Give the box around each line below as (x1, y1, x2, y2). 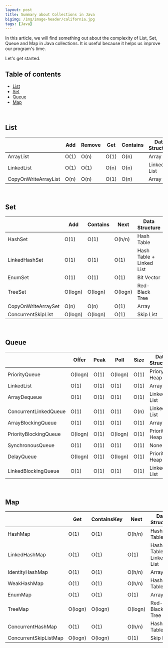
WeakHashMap (7, 580, 44, 587)
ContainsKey (91, 516, 123, 523)
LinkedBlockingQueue (7, 467, 59, 474)
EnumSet (7, 274, 29, 281)
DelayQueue (7, 453, 37, 460)
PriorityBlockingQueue (7, 430, 61, 438)
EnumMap (7, 591, 31, 598)
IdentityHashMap (7, 569, 48, 576)
